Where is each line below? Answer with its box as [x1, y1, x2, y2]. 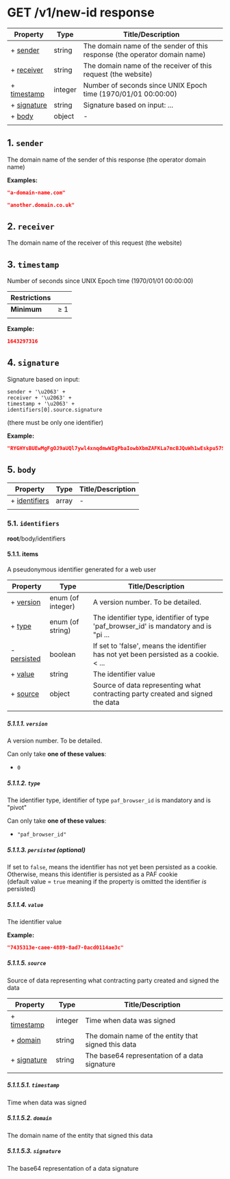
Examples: [7, 176, 38, 184]
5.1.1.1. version [7, 719, 48, 728]
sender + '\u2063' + [7, 388, 66, 395]
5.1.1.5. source [7, 959, 47, 967]
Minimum [10, 305, 42, 314]
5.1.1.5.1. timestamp [7, 1081, 60, 1089]
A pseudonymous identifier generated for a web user [7, 565, 157, 573]
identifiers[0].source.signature [7, 406, 103, 413]
